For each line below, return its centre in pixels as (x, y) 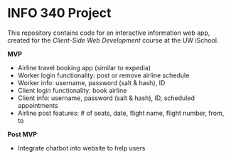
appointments (38, 105)
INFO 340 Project (59, 13)
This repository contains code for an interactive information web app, (109, 33)
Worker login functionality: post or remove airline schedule (103, 75)
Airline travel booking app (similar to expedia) (84, 67)
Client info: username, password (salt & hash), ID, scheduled (106, 98)
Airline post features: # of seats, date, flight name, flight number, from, (121, 113)
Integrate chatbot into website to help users (81, 148)
